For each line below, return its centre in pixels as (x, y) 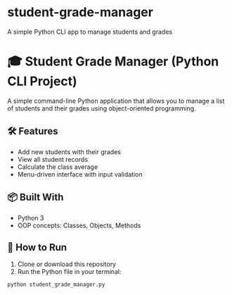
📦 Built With (36, 197)
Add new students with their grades (69, 151)
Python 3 (31, 218)
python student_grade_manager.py (56, 285)
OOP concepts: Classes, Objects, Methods (79, 225)
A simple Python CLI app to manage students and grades (90, 32)
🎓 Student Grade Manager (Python (113, 62)
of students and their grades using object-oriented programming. (102, 108)
